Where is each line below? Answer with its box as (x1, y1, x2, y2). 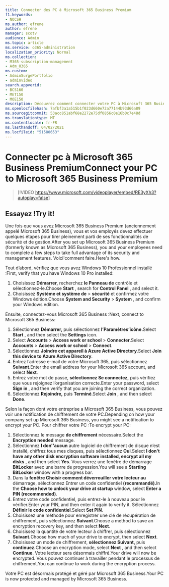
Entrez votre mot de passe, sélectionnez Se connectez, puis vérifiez (12, 375, 156, 381)
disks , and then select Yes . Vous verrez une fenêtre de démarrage (12, 459, 152, 465)
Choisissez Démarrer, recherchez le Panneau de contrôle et (12, 280, 138, 286)
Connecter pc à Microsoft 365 (5, 151, 133, 163)
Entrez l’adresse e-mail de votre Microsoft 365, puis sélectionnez (12, 359, 147, 365)
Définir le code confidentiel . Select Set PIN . (12, 507, 103, 513)
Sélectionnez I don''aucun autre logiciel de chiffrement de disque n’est (12, 443, 160, 449)
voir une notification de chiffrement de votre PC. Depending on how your (5, 411, 155, 417)
